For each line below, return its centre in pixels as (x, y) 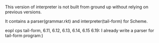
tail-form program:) (24, 36)
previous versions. (24, 12)
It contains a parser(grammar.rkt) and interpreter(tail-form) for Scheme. (76, 21)
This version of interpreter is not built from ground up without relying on (77, 7)
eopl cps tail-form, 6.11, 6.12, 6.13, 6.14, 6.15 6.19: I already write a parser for (79, 30)
